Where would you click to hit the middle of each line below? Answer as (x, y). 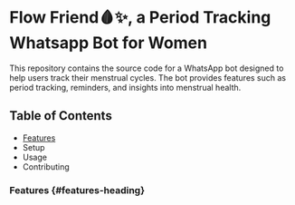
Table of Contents (61, 116)
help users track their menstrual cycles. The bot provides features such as (148, 77)
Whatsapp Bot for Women (109, 43)
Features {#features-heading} (77, 190)
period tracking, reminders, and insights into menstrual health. (125, 87)
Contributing (46, 166)
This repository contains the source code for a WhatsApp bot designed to (147, 68)
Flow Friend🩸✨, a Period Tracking (140, 18)
